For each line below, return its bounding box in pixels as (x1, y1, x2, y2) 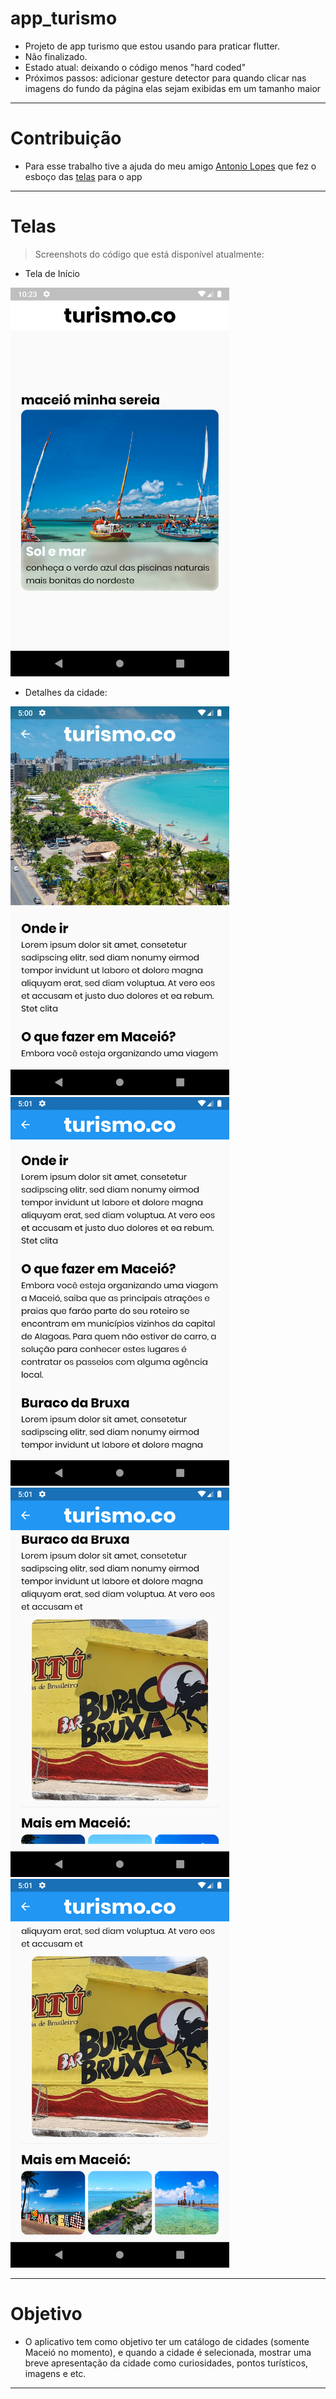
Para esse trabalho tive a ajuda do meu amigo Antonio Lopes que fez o (24, 160, 317, 172)
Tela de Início (24, 267, 80, 279)
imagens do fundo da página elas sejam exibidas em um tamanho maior (24, 82, 322, 94)
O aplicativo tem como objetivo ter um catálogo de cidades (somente (24, 2335, 310, 2347)
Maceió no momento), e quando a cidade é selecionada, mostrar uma (24, 2346, 312, 2358)
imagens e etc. (24, 2367, 87, 2379)
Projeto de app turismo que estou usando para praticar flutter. (24, 40, 280, 52)
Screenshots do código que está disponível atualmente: (34, 248, 265, 260)
